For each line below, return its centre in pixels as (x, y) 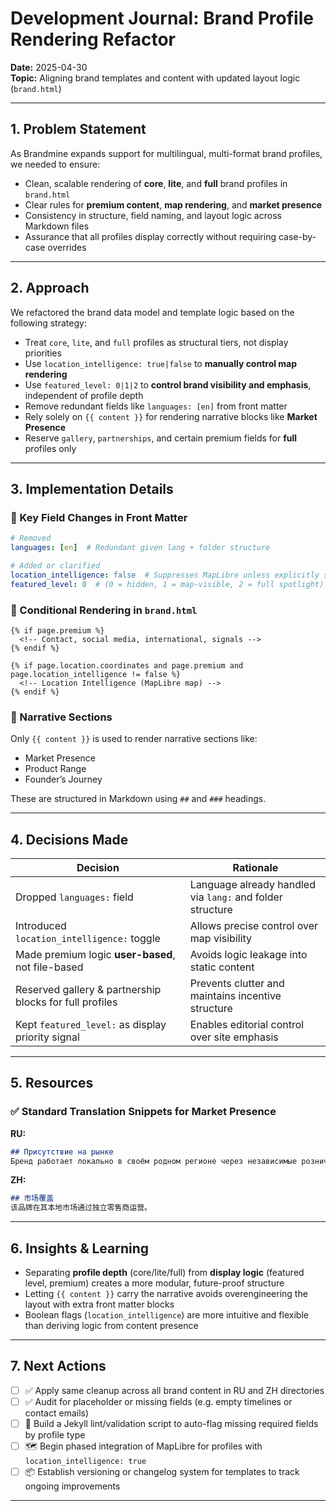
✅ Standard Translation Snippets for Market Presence (143, 1112)
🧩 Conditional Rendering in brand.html (104, 610)
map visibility (221, 939)
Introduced (41, 926)
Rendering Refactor (93, 39)
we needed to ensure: (55, 164)
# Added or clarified (55, 566)
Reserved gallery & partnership (88, 990)
